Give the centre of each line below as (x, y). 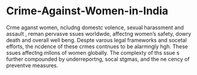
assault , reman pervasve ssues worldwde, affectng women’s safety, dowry (99, 33)
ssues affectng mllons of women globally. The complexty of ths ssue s (93, 52)
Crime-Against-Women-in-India (87, 11)
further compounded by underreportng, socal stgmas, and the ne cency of (98, 59)
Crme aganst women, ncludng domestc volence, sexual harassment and (95, 27)
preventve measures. (32, 65)
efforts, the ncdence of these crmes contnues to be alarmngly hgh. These (97, 46)
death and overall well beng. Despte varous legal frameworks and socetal (96, 40)
